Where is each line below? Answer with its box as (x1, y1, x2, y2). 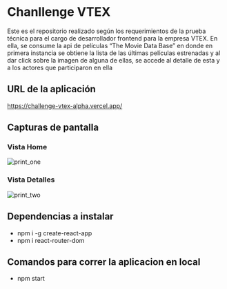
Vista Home (7, 142, 48, 152)
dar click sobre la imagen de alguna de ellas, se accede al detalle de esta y (7, 56, 220, 64)
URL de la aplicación (7, 83, 97, 95)
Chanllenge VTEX (7, 4, 111, 20)
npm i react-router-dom (17, 236, 85, 244)
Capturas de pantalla (7, 122, 99, 133)
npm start (17, 275, 45, 283)
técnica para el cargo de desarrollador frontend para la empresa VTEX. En (7, 34, 218, 42)
